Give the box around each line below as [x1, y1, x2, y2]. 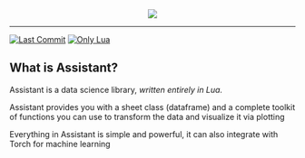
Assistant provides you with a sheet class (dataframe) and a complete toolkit [9, 101, 296, 112]
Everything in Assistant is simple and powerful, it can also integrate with [9, 128, 279, 139]
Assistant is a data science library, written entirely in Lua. [9, 84, 223, 95]
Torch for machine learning [9, 138, 111, 149]
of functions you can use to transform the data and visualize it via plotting [9, 111, 285, 122]
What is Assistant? [9, 60, 119, 76]
